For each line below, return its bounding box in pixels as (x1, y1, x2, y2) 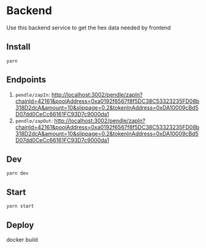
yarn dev (6, 170, 29, 176)
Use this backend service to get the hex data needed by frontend (6, 24, 171, 31)
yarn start (6, 203, 34, 209)
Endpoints (6, 75, 47, 85)
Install (6, 42, 31, 52)
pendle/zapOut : (15, 117, 53, 124)
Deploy (6, 220, 34, 230)
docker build (6, 236, 38, 243)
